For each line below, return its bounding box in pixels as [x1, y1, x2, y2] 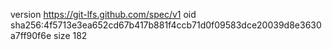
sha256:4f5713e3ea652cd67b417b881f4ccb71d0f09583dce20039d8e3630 [10, 19, 322, 31]
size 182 [53, 30, 88, 41]
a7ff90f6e [10, 30, 52, 41]
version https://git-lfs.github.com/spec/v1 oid [10, 9, 197, 20]
